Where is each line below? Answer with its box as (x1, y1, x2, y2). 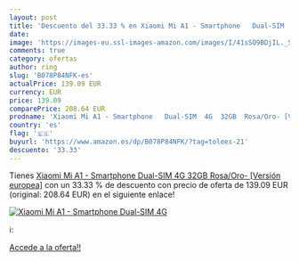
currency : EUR (9, 87, 62, 96)
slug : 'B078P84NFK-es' (9, 71, 93, 80)
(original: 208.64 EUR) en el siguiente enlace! (9, 189, 175, 200)
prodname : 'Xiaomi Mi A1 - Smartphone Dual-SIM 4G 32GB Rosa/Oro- (9, 112, 280, 121)
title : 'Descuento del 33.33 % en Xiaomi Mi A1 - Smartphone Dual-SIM (9, 21, 285, 30)
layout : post (9, 12, 58, 22)
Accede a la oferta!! (9, 241, 82, 252)
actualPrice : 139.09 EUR (9, 79, 101, 88)
